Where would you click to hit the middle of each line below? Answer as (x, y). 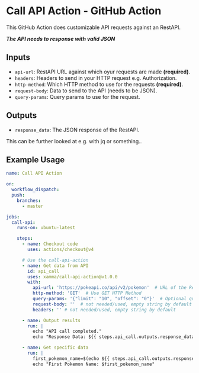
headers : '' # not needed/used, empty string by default (104, 310)
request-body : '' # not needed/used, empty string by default (112, 304)
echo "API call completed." (67, 332)
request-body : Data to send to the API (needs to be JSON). (86, 91)
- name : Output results (51, 320)
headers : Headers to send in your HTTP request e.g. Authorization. (96, 78)
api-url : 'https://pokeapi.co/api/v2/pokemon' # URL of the (109, 288)
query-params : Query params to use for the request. (77, 97)
